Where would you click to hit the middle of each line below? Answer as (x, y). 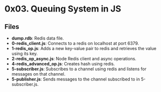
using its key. (25, 53)
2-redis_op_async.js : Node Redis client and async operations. (74, 59)
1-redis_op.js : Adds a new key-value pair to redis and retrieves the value (84, 48)
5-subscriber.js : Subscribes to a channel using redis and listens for (79, 69)
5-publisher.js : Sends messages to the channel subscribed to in (76, 79)
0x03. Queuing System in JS (63, 9)
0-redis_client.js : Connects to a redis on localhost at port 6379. (75, 43)
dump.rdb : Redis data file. (37, 38)
